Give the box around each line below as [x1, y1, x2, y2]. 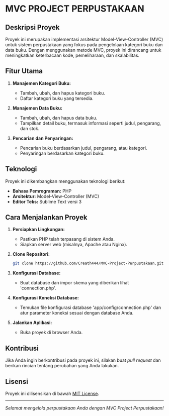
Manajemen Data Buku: [12, 105, 63, 111]
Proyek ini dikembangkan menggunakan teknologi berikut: [5, 178, 126, 184]
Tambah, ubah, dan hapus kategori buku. [20, 90, 106, 96]
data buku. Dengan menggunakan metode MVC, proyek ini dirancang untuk [5, 47, 162, 53]
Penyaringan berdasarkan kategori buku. [20, 150, 105, 156]
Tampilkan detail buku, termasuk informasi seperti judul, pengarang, [20, 120, 161, 126]
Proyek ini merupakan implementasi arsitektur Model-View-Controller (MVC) [5, 36, 163, 42]
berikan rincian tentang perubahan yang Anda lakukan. [5, 363, 119, 369]
